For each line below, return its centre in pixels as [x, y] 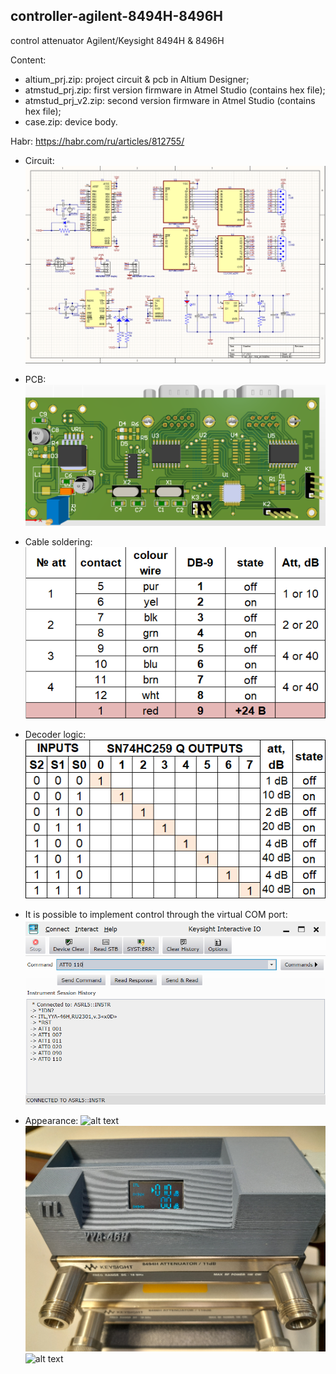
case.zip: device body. [71, 121]
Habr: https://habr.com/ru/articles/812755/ [97, 141]
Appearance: [51, 1121]
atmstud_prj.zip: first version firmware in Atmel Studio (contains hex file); [175, 90]
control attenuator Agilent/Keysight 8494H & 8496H [117, 40]
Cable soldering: [58, 541]
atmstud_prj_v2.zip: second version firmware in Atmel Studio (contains [170, 100]
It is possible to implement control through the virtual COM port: [156, 914]
